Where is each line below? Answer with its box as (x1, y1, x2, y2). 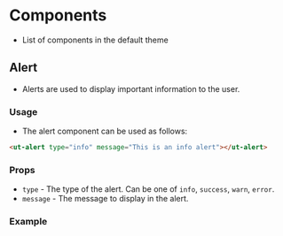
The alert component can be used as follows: (21, 126, 188, 137)
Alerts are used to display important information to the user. (21, 83, 240, 94)
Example (9, 216, 48, 228)
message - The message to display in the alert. (21, 194, 189, 204)
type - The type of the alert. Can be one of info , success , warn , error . (21, 184, 275, 194)
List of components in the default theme (21, 34, 169, 45)
